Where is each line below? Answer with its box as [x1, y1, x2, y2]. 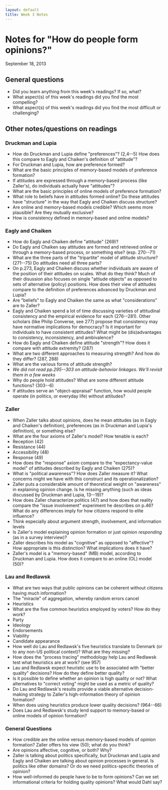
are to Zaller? [12, 303, 40, 309]
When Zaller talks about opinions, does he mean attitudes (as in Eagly [12, 417, 157, 423]
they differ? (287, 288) [12, 356, 59, 362]
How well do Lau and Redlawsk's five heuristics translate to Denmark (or [12, 643, 163, 649]
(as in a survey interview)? [12, 534, 67, 540]
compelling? [12, 99, 38, 105]
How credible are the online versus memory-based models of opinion [12, 736, 156, 742]
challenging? [12, 110, 39, 116]
